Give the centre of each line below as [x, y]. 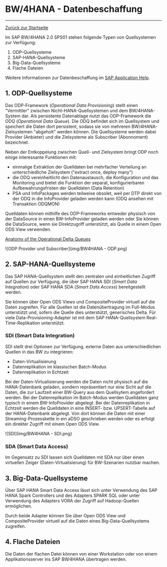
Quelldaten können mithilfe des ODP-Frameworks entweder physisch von [80, 213]
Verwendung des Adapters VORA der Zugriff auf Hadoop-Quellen [72, 500]
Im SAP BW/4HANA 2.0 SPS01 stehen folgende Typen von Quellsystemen [81, 37]
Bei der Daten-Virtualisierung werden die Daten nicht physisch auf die [77, 381]
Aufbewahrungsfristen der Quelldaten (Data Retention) [68, 188]
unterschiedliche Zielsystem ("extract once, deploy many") [73, 172]
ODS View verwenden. [28, 229]
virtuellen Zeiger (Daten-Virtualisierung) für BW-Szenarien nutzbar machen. [83, 463]
